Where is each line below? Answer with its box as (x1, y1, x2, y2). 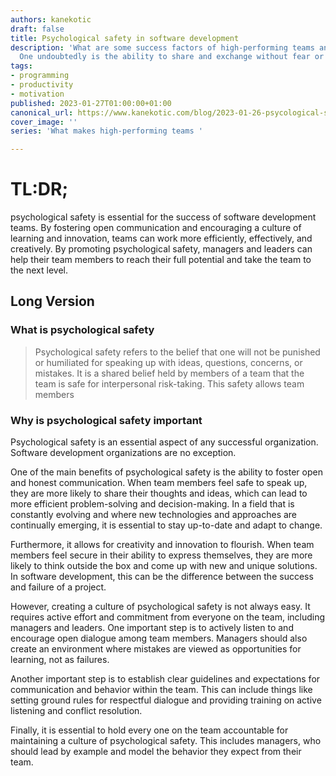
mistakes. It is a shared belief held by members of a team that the (34, 367, 305, 379)
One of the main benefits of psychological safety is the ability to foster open (10, 466, 323, 478)
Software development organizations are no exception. (10, 447, 237, 459)
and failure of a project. (10, 581, 107, 593)
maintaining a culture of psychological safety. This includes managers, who (10, 735, 322, 747)
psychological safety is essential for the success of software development (10, 211, 317, 223)
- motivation (10, 89, 65, 99)
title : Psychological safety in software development (10, 33, 240, 43)
